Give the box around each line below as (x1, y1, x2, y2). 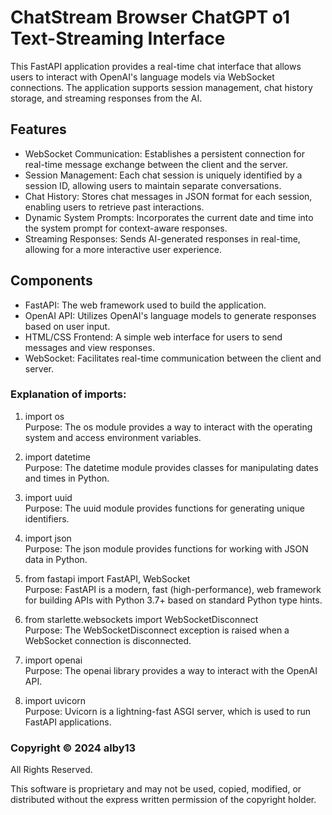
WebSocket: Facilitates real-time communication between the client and (24, 352, 322, 364)
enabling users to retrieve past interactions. (24, 201, 205, 213)
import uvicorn (24, 694, 87, 706)
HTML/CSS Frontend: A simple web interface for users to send (24, 331, 283, 343)
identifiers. (24, 512, 70, 525)
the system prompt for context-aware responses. (24, 222, 228, 234)
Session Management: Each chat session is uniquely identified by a (24, 169, 303, 181)
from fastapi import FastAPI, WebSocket (24, 572, 191, 585)
